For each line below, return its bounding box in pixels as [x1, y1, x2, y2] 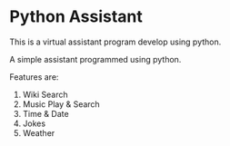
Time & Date [22, 108, 70, 119]
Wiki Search [22, 89, 68, 100]
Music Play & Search [22, 98, 100, 110]
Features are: [9, 71, 59, 83]
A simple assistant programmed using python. [9, 54, 182, 64]
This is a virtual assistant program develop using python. [9, 36, 222, 47]
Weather [22, 127, 55, 138]
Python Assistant [9, 6, 144, 27]
